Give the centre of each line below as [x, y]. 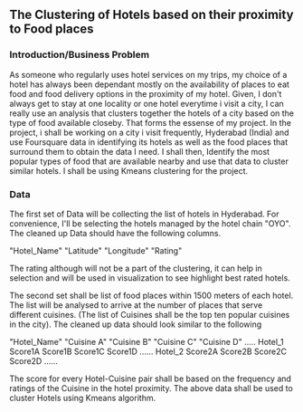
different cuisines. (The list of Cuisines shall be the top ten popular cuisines [150, 314]
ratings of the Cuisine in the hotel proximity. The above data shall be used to [151, 388]
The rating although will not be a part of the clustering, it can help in [136, 268]
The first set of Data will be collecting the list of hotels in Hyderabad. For [144, 214]
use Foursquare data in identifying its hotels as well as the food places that [149, 142]
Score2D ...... [34, 360]
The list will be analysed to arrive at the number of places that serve [136, 305]
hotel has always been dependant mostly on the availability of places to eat [149, 84]
